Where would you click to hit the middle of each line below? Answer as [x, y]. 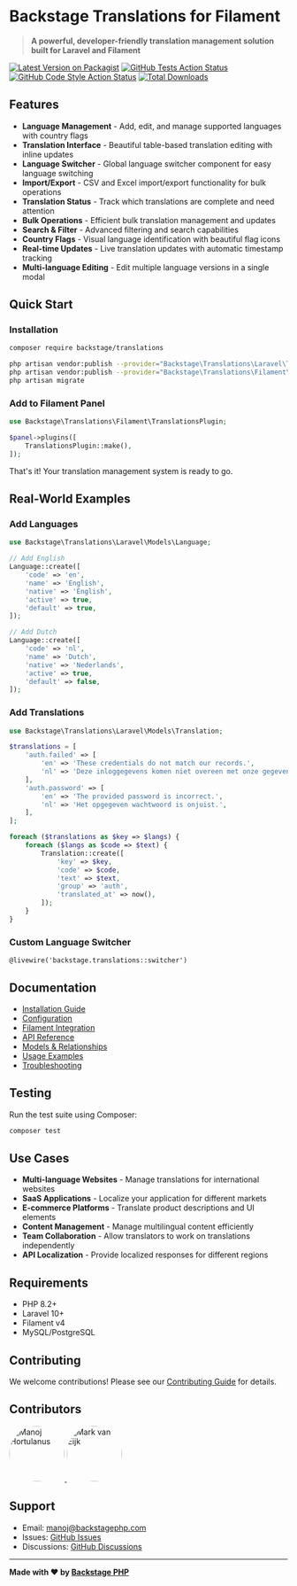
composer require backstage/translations [87, 348]
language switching [57, 173]
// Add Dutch [33, 632]
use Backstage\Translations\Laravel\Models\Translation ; [116, 731]
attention [38, 211]
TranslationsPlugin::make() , [79, 446]
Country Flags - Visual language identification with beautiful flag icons [151, 239]
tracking [37, 258]
